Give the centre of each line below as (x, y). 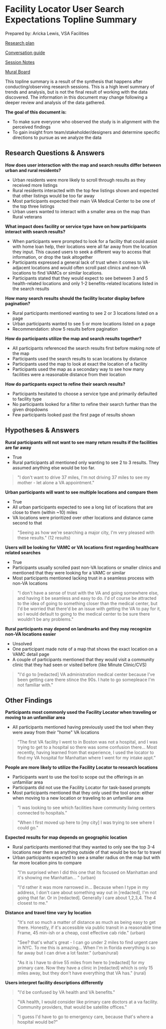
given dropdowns (30, 409)
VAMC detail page (31, 654)
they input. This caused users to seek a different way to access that (82, 252)
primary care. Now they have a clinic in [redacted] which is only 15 (85, 968)
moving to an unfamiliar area (35, 718)
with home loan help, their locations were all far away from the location (85, 246)
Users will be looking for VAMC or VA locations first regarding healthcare (82, 547)
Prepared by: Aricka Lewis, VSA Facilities (47, 33)
